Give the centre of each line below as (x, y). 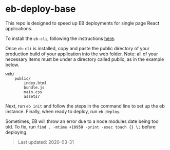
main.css (33, 92)
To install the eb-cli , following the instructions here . (60, 38)
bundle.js (34, 88)
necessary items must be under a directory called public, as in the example (85, 59)
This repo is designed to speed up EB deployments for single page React (82, 23)
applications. (19, 28)
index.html (35, 83)
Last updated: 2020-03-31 (46, 142)
